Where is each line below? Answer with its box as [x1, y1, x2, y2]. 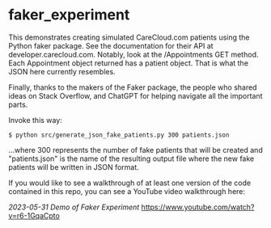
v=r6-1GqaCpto [8, 210, 61, 220]
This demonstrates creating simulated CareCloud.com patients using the [8, 32, 250, 42]
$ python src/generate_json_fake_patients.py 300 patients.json [8, 131, 230, 139]
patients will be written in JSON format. [8, 162, 139, 171]
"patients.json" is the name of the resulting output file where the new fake [8, 154, 255, 163]
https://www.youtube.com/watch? [141, 202, 255, 212]
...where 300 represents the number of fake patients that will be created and [8, 145, 263, 154]
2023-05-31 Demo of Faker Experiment [8, 202, 140, 212]
